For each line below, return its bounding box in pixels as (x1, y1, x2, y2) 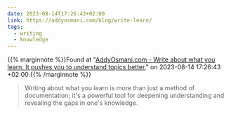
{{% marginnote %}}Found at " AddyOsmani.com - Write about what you (7, 55, 216, 64)
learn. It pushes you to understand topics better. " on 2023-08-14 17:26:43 (7, 63, 221, 71)
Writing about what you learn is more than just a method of (24, 84, 195, 92)
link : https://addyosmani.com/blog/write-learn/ (7, 17, 152, 24)
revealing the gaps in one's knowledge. (24, 99, 138, 107)
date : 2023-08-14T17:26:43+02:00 (7, 10, 105, 17)
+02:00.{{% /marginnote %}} (7, 71, 91, 79)
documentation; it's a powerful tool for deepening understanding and (24, 92, 225, 100)
